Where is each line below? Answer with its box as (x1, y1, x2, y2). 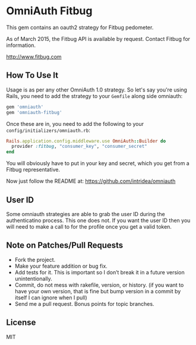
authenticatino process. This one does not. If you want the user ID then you (6, 217, 191, 224)
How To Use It (6, 70, 58, 81)
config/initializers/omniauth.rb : (6, 126, 90, 134)
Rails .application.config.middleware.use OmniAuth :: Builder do (6, 138, 166, 144)
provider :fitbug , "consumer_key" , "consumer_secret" (11, 144, 147, 150)
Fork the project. (14, 256, 56, 263)
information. (6, 42, 36, 49)
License (6, 318, 36, 328)
